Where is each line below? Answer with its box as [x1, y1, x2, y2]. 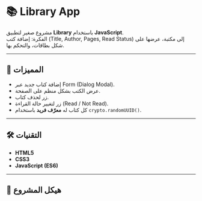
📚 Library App [6, 5, 80, 19]
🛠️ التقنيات [6, 130, 42, 140]
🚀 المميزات [6, 64, 44, 75]
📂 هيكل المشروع [6, 185, 62, 195]
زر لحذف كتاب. [14, 93, 49, 100]
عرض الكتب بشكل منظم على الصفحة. [14, 87, 101, 94]
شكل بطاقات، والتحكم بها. [6, 42, 65, 49]
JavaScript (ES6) [14, 162, 58, 169]
